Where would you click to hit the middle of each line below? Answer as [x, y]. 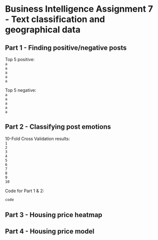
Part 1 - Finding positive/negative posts [66, 48]
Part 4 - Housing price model [50, 231]
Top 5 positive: [20, 59]
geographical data [43, 30]
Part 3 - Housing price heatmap [54, 215]
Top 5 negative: [21, 90]
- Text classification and [55, 19]
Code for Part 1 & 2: [25, 191]
